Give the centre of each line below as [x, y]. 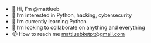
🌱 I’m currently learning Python [49, 21]
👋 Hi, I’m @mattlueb [35, 9]
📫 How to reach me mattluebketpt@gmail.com [68, 34]
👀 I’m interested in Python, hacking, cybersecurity [72, 15]
